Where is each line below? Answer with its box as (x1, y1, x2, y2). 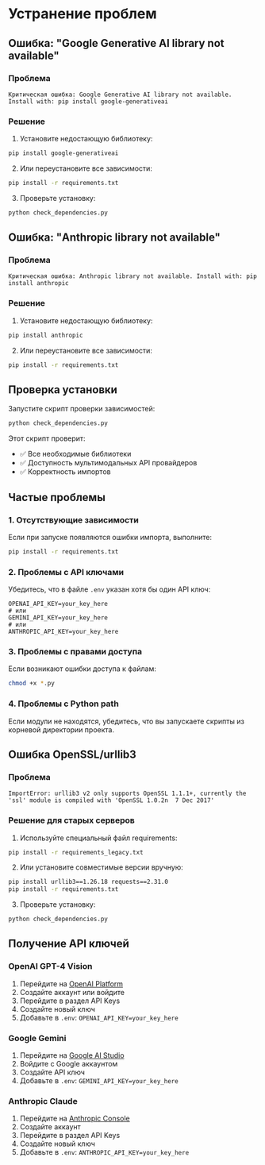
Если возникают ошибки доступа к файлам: (8, 664, 156, 673)
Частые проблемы (8, 490, 106, 504)
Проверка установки (8, 383, 117, 396)
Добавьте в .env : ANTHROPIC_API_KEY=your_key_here (19, 1148, 190, 1157)
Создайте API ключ (19, 1067, 86, 1077)
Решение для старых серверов (8, 815, 135, 826)
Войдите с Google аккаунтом (19, 1059, 118, 1069)
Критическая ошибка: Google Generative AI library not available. (8, 91, 232, 98)
